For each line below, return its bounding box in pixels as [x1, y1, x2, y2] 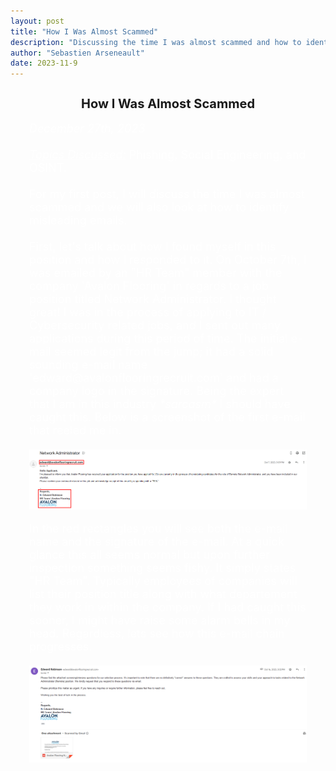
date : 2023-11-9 [10, 58, 78, 69]
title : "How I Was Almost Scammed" [10, 26, 159, 37]
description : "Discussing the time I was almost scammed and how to [10, 37, 302, 47]
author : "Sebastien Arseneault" [10, 48, 145, 58]
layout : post [10, 16, 65, 26]
